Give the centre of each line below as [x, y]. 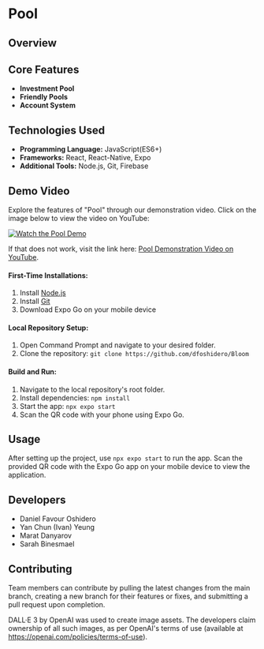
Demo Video [39, 191]
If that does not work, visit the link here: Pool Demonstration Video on [121, 249]
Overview [33, 43]
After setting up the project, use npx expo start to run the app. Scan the [125, 458]
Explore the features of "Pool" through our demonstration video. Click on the [132, 210]
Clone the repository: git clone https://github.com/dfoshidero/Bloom [134, 354]
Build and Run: [32, 372]
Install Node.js [43, 293]
